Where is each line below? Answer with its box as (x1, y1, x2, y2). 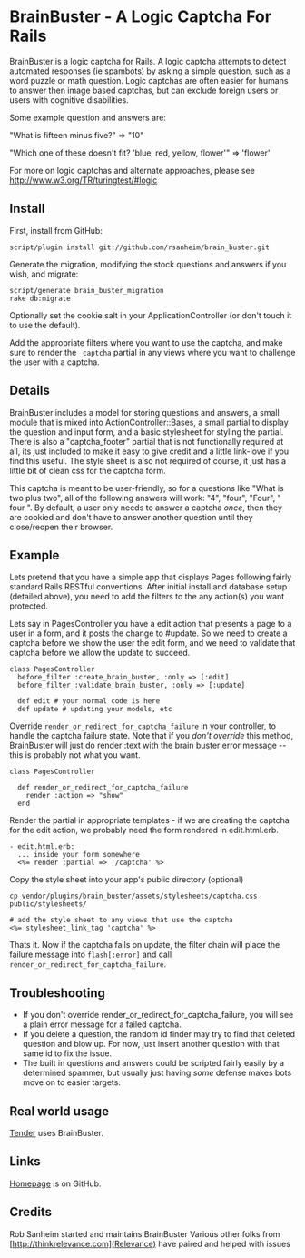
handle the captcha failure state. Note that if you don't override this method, (9, 730, 293, 741)
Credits (9, 1204, 53, 1220)
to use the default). (9, 319, 81, 330)
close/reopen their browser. (9, 521, 113, 532)
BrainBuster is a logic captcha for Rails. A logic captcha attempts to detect (9, 55, 287, 66)
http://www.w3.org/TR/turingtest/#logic (9, 175, 158, 186)
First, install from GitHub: (9, 225, 103, 236)
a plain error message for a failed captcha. (22, 1019, 182, 1030)
